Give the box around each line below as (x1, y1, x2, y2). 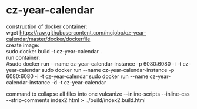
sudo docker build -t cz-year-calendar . (6, 47, 102, 54)
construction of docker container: (6, 23, 88, 30)
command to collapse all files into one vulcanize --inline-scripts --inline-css (6, 90, 190, 97)
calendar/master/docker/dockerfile (6, 35, 91, 42)
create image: (6, 42, 40, 49)
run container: (6, 54, 41, 61)
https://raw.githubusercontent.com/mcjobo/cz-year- (19, 29, 146, 36)
